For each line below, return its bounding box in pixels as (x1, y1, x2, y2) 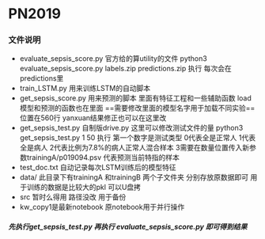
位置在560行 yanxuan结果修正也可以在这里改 (19, 113, 167, 123)
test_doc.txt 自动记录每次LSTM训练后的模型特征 (19, 163, 176, 173)
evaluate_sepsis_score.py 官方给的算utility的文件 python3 (19, 54, 207, 63)
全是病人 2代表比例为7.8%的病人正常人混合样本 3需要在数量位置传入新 (19, 143, 250, 153)
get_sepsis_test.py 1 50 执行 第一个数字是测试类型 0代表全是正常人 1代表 (19, 133, 256, 142)
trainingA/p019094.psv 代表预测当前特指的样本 (26, 153, 180, 162)
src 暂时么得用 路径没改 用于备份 (19, 192, 127, 202)
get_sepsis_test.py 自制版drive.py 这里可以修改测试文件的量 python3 (19, 123, 244, 133)
